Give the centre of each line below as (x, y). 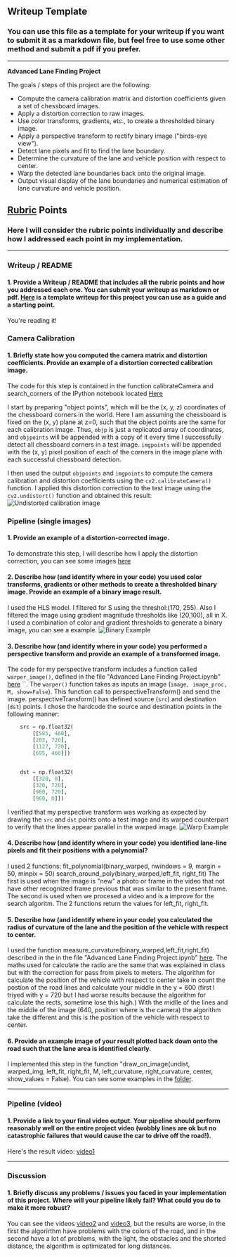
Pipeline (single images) (49, 521)
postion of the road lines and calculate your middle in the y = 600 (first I (111, 988)
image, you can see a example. (52, 630)
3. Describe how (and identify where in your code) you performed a (107, 646)
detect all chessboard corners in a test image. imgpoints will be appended (114, 444)
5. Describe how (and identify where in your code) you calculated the (110, 919)
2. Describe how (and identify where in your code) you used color (105, 577)
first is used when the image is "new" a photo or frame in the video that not (116, 881)
